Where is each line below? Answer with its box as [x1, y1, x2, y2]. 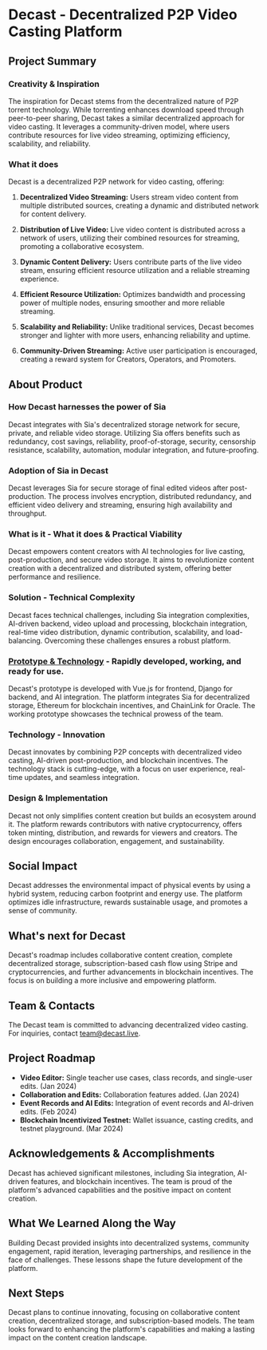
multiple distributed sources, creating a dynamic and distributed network [19, 201, 259, 211]
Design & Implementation [8, 793, 108, 804]
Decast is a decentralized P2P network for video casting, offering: [8, 177, 225, 187]
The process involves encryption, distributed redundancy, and [47, 492, 253, 501]
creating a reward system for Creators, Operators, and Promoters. [19, 354, 237, 364]
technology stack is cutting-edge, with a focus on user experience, [8, 764, 229, 774]
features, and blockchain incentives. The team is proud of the [30, 1176, 233, 1186]
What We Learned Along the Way [8, 1217, 177, 1230]
